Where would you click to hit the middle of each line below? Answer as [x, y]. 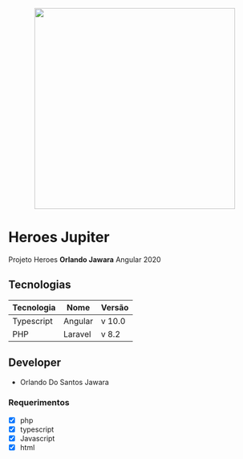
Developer [35, 363]
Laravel [77, 334]
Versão [115, 307]
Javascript [37, 438]
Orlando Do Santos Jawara [65, 382]
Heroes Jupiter [59, 238]
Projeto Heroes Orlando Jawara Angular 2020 [85, 259]
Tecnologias [40, 285]
